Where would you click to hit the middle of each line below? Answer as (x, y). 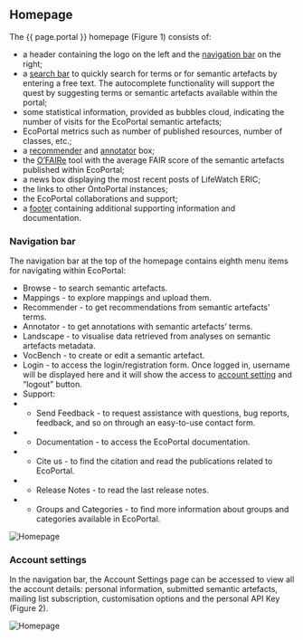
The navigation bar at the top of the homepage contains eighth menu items (149, 261)
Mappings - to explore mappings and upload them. (117, 298)
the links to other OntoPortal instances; (95, 188)
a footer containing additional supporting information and (129, 208)
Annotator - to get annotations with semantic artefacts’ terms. (137, 327)
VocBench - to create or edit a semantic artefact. (114, 356)
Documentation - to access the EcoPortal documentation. (143, 442)
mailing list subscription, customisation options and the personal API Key (145, 599)
